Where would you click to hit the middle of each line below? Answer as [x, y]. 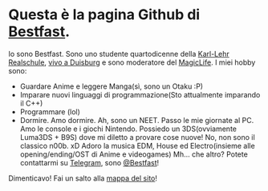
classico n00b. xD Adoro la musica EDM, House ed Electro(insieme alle [137, 145]
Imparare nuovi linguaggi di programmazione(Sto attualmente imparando [140, 94]
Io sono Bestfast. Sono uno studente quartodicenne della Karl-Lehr [119, 54]
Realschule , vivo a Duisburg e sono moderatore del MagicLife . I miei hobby [132, 62]
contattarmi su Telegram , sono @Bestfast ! [89, 162]
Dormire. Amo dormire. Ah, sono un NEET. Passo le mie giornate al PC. [137, 120]
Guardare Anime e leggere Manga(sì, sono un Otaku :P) [111, 86]
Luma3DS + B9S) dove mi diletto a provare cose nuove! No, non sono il [137, 137]
